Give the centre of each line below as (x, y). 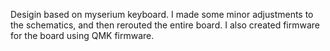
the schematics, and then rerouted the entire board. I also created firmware (165, 25)
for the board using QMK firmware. (82, 35)
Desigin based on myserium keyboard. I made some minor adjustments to (162, 14)
